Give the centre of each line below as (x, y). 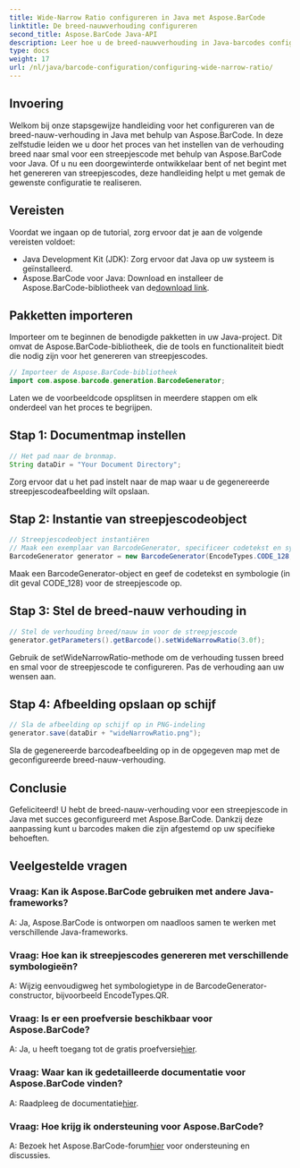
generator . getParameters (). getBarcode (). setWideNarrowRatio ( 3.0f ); (137, 640)
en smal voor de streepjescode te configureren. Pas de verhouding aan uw (147, 667)
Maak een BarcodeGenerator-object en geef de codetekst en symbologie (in (150, 574)
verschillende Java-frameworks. (69, 932)
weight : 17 (29, 59)
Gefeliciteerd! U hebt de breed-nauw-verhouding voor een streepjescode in (149, 810)
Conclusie (38, 788)
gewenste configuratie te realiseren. (75, 182)
